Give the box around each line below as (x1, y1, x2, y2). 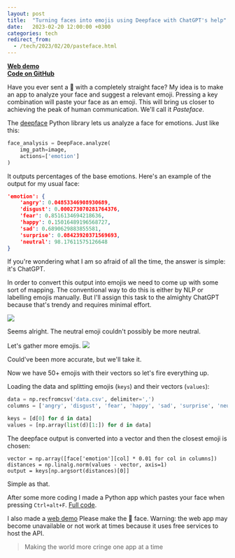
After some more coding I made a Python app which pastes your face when (7, 493, 225, 501)
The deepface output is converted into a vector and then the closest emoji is (7, 434, 227, 443)
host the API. (7, 529, 44, 537)
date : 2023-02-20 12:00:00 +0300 (7, 23, 111, 30)
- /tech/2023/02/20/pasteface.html (13, 43, 117, 50)
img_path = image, (20, 146, 68, 153)
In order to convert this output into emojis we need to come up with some (7, 278, 219, 287)
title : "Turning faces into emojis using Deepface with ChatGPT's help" (7, 17, 227, 24)
